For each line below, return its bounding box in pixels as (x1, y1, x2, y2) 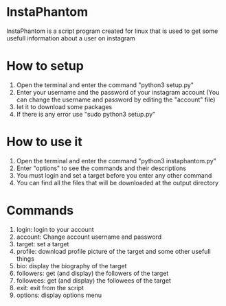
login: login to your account (16, 225, 94, 233)
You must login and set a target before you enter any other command (16, 171, 212, 179)
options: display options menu (16, 291, 102, 299)
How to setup (6, 58, 84, 74)
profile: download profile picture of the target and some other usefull (16, 247, 211, 255)
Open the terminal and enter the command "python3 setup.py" (16, 80, 194, 89)
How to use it (6, 134, 83, 150)
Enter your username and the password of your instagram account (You (16, 88, 220, 96)
